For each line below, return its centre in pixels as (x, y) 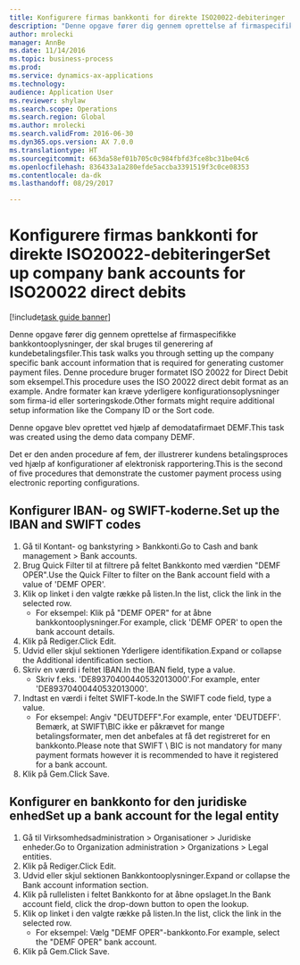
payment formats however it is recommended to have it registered (157, 754)
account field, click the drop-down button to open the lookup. (135, 903)
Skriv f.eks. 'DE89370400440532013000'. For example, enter (148, 678)
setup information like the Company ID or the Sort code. (112, 411)
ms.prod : (25, 68)
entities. (37, 856)
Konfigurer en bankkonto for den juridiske (128, 802)
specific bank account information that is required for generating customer (146, 363)
